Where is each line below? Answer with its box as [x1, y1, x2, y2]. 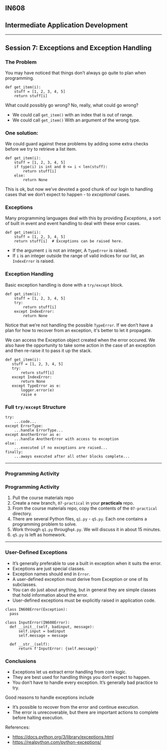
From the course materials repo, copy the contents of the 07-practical [12, 505, 158, 512]
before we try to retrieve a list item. [5, 146, 77, 152]
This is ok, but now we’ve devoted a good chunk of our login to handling [5, 186, 153, 192]
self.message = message [18, 633, 68, 638]
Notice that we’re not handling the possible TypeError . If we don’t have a [5, 322, 153, 328]
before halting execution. [12, 714, 64, 721]
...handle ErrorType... [14, 428, 64, 433]
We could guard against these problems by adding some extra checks [5, 141, 149, 147]
